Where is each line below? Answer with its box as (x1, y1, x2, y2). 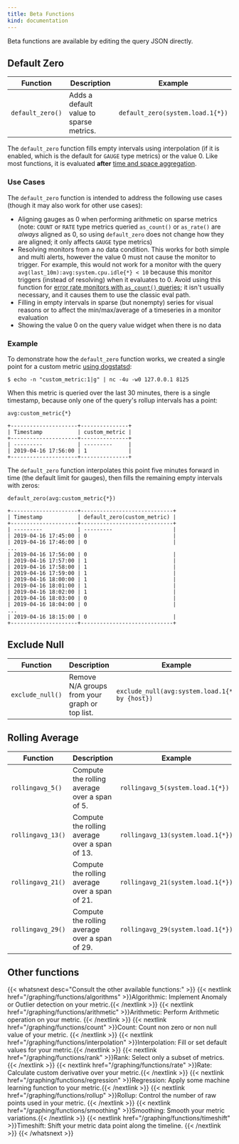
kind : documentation (7, 17, 69, 24)
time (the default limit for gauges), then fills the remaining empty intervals (7, 473, 223, 482)
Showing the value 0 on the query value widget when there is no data (17, 321, 222, 329)
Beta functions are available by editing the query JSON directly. (7, 36, 193, 45)
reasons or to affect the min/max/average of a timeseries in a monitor (17, 306, 222, 314)
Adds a (68, 90, 92, 100)
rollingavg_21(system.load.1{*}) (119, 878, 233, 886)
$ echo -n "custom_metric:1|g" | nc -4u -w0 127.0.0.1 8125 (7, 375, 190, 383)
